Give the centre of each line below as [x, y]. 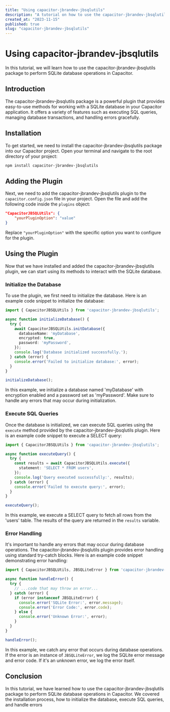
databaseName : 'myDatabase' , [49, 333]
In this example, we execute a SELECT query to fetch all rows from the [78, 515]
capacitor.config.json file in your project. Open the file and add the [76, 199]
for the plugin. [20, 238]
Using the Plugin [32, 254]
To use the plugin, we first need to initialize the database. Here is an [76, 296]
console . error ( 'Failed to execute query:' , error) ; [70, 487]
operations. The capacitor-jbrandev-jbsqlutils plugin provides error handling [84, 550]
